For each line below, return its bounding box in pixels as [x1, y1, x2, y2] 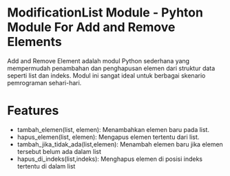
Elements [7, 34, 62, 49]
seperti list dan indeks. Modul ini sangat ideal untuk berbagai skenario [7, 71, 206, 80]
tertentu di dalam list [17, 162, 76, 170]
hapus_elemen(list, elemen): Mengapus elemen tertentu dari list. [17, 133, 200, 141]
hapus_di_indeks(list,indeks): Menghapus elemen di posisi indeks [17, 155, 203, 163]
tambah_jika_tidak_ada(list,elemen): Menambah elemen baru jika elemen [17, 140, 224, 148]
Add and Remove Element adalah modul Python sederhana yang [7, 56, 190, 65]
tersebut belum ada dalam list [17, 147, 102, 155]
